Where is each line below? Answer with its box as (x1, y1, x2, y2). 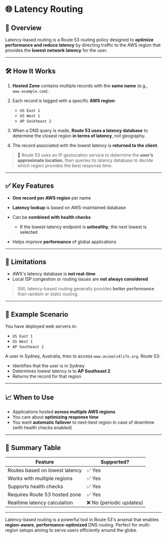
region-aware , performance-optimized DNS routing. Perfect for (5, 522, 138, 528)
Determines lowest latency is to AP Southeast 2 (12, 368, 111, 374)
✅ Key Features (5, 181, 54, 190)
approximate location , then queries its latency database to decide (17, 157, 153, 163)
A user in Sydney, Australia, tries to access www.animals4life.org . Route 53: (5, 353, 161, 359)
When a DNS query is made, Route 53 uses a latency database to (12, 127, 148, 133)
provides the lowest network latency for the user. (5, 47, 108, 53)
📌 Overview (5, 23, 42, 32)
